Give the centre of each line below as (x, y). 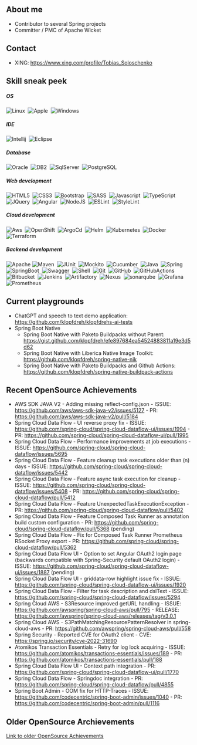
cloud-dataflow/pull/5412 (45, 497)
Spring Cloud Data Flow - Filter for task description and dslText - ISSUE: (101, 591)
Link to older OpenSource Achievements (55, 736)
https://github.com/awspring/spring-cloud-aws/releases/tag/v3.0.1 (95, 616)
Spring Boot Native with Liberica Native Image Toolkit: (89, 353)
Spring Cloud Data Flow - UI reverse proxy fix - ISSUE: (80, 423)
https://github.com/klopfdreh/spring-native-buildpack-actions (98, 371)
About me (24, 10)
